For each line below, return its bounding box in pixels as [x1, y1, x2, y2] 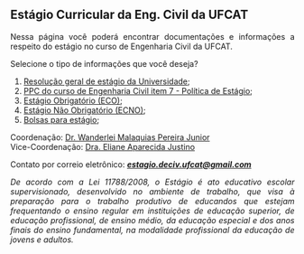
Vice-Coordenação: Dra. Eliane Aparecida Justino [10, 141, 196, 152]
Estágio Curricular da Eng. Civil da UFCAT [10, 7, 249, 23]
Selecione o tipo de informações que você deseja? [10, 58, 198, 69]
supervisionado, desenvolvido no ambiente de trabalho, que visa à [10, 185, 295, 197]
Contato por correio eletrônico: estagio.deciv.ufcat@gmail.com [10, 158, 252, 170]
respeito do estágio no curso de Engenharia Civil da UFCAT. [10, 41, 234, 52]
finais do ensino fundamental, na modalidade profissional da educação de [10, 224, 295, 235]
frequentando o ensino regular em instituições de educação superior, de [10, 205, 295, 216]
